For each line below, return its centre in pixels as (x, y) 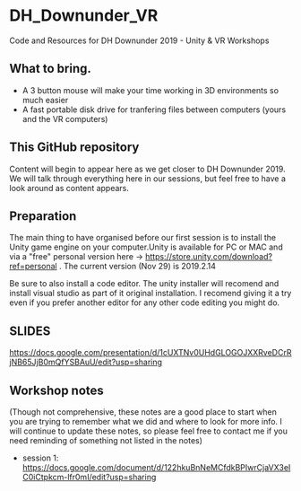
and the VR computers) (65, 118)
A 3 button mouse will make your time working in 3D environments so (150, 90)
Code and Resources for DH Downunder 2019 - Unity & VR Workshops (139, 40)
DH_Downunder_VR (84, 16)
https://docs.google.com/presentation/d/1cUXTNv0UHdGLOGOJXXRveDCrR (150, 353)
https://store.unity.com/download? (209, 257)
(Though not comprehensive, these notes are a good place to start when (143, 412)
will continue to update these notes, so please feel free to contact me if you (149, 431)
